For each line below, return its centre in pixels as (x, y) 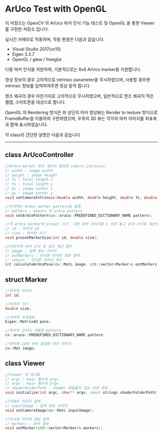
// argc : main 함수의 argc (32, 379)
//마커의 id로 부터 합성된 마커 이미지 (38, 344)
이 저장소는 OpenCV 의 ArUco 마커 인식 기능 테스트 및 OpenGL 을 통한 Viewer (80, 23)
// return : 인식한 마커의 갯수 (33, 260)
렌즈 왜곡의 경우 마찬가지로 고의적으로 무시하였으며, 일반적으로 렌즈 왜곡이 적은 (80, 96)
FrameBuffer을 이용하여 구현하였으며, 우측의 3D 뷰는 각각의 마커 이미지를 (74, 118)
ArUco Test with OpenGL (56, 9)
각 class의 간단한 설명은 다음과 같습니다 (42, 135)
